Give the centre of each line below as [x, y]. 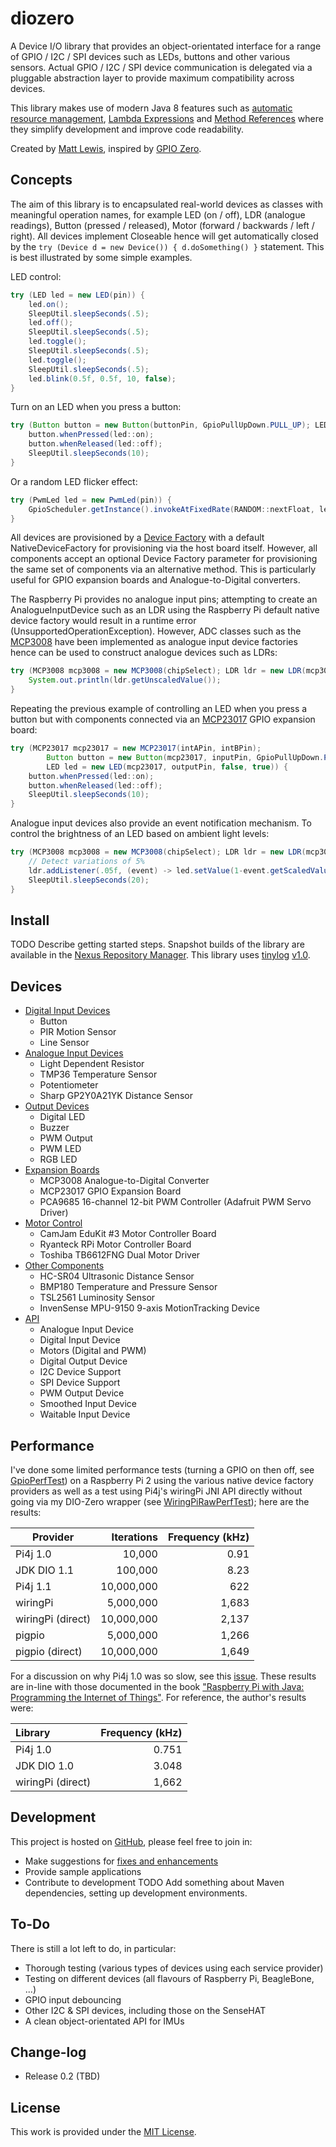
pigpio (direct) [49, 1651]
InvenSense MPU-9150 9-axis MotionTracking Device [149, 1308]
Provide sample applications [83, 1871]
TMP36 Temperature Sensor [98, 1074]
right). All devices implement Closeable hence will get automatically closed [164, 236]
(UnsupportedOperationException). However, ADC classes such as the [156, 631]
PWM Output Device [82, 1393]
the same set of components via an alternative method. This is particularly [163, 569]
